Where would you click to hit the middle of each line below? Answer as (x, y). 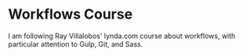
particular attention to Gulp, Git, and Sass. (76, 44)
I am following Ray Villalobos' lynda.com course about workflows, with (122, 36)
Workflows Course (71, 14)
